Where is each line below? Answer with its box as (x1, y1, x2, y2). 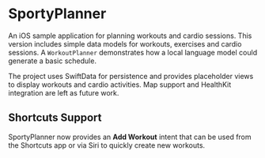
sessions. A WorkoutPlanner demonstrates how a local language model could (8, 47, 258, 57)
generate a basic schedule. (8, 56, 97, 66)
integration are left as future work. (8, 88, 119, 97)
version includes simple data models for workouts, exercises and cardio (8, 39, 242, 48)
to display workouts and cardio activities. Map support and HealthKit (8, 80, 232, 89)
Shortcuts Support (8, 111, 102, 125)
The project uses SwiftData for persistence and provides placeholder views (8, 71, 254, 81)
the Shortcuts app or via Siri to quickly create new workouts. (8, 140, 206, 150)
